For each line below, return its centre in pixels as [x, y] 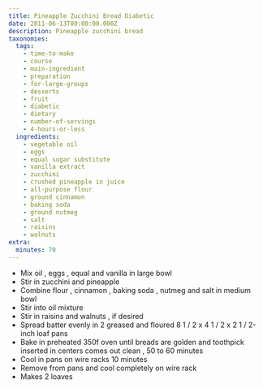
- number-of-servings [59, 122]
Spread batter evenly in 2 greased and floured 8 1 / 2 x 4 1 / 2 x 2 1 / [133, 325]
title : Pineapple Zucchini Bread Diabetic [81, 16]
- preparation [47, 76]
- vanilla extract [54, 167]
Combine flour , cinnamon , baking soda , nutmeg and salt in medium [136, 290]
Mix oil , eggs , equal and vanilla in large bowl [96, 273]
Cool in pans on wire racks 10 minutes [84, 359]
